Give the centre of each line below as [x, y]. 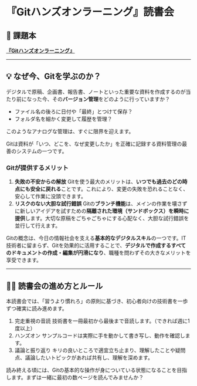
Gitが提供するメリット [37, 168]
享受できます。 [24, 260]
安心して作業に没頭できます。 [50, 197]
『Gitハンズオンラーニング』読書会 [90, 12]
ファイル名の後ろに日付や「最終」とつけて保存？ [74, 111]
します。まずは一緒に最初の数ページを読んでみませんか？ [75, 377]
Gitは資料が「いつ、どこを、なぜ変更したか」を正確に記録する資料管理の [94, 144]
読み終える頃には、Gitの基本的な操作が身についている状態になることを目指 [97, 370]
